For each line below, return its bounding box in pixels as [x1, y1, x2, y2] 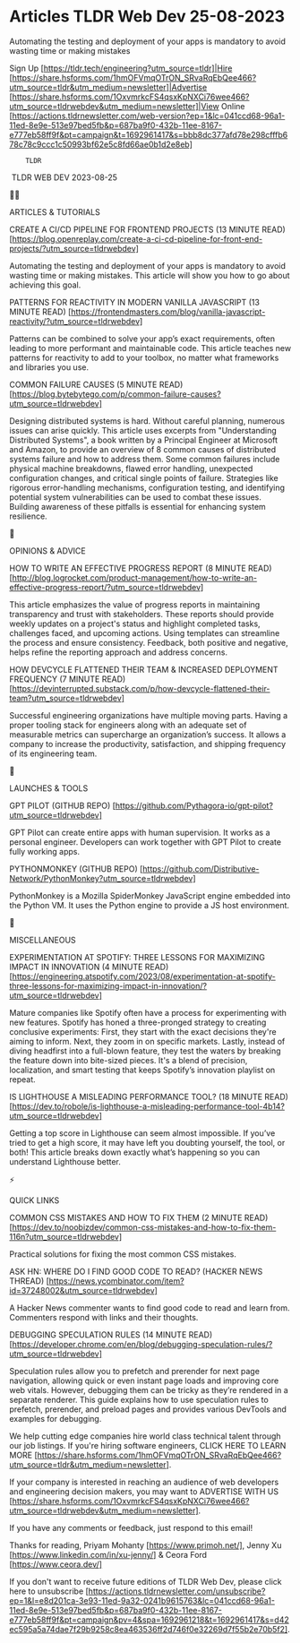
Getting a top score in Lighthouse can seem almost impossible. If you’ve [9, 1127, 276, 1139]
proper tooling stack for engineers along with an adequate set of [9, 719, 247, 730]
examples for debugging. [9, 1413, 102, 1424]
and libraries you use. [9, 361, 90, 373]
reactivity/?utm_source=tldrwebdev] [9, 315, 143, 326]
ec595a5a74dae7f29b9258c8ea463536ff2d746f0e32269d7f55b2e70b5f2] [9, 1623, 288, 1634]
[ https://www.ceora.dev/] [9, 1559, 103, 1570]
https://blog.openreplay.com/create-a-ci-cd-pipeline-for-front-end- [12, 233, 262, 244]
